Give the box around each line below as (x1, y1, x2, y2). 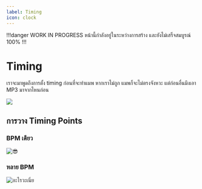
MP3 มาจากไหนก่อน (6, 86, 49, 94)
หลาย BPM (6, 163, 35, 171)
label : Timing (6, 9, 42, 15)
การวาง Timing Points (6, 115, 83, 126)
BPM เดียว (6, 134, 33, 142)
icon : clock (6, 15, 36, 21)
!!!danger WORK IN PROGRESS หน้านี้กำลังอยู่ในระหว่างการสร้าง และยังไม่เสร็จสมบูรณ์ (6, 31, 191, 38)
